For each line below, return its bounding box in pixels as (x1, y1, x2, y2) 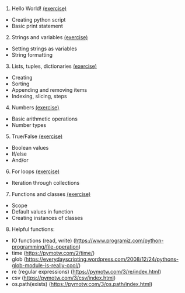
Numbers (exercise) (11, 104, 60, 111)
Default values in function (11, 208, 74, 215)
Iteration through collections (11, 180, 80, 186)
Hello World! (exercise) (11, 5, 67, 12)
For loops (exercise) (11, 168, 60, 175)
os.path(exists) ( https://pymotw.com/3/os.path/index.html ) (11, 281, 153, 287)
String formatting (11, 51, 53, 58)
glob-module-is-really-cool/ (11, 262, 79, 268)
